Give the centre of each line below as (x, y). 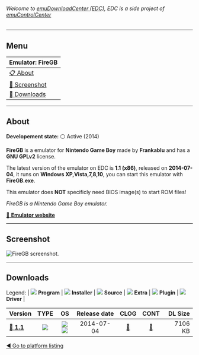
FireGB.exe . (21, 180)
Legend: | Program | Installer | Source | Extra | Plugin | (92, 293)
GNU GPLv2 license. (31, 156)
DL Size (179, 313)
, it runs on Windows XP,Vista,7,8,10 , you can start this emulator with (98, 174)
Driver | (16, 299)
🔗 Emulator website (31, 215)
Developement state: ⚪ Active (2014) (53, 136)
